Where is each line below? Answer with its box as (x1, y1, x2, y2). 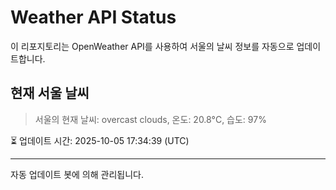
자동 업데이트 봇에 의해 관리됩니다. (10, 168, 144, 180)
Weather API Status (10, 6, 177, 29)
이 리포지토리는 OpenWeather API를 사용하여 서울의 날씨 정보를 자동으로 (10, 40, 295, 52)
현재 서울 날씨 (10, 85, 90, 102)
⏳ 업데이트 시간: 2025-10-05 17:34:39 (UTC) (10, 134, 190, 146)
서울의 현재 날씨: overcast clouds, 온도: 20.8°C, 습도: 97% (34, 113, 267, 125)
